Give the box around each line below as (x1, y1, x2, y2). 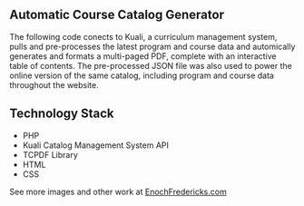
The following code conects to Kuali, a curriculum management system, (9, 31, 278, 42)
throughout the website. (9, 79, 99, 90)
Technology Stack (9, 106, 114, 122)
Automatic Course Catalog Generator (9, 7, 225, 23)
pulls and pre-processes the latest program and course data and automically (9, 41, 296, 52)
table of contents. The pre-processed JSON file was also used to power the (9, 60, 292, 71)
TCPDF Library (22, 149, 79, 160)
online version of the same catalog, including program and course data (9, 70, 275, 81)
